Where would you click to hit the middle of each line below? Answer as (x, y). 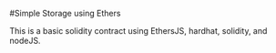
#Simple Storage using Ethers (65, 13)
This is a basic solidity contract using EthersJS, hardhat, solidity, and (138, 31)
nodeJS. (25, 41)
